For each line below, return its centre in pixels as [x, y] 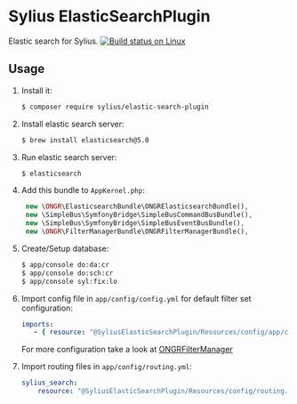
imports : [37, 324]
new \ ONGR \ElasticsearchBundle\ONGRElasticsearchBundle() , [137, 206]
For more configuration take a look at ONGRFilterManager [127, 350]
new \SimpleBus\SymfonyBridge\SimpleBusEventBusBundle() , [135, 223]
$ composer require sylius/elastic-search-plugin [115, 107]
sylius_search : [49, 383]
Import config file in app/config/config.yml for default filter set [136, 298]
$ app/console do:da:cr [65, 264]
